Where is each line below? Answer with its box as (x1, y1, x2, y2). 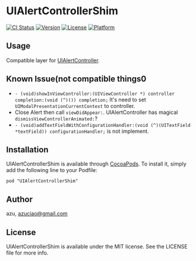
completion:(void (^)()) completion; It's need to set (14, 96, 147, 103)
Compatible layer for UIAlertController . (6, 56, 100, 63)
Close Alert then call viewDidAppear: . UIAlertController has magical (14, 109, 178, 116)
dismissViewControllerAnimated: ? (14, 114, 98, 122)
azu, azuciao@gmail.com (6, 210, 68, 217)
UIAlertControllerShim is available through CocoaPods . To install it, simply (6, 160, 187, 167)
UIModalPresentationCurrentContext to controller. (14, 102, 135, 109)
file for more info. (6, 249, 49, 256)
